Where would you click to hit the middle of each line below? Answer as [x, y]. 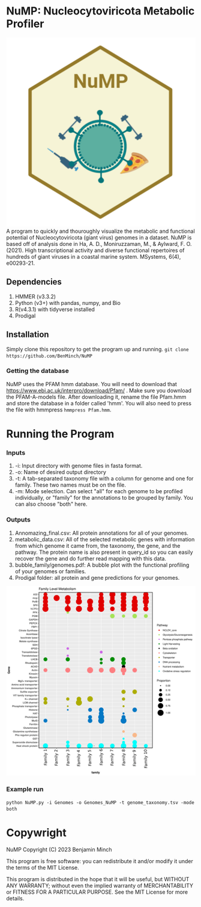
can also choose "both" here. [51, 504]
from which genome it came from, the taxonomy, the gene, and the [97, 546]
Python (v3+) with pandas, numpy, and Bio [68, 303]
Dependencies [34, 282]
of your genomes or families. [50, 571]
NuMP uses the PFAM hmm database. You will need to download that [91, 384]
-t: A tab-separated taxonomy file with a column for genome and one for [104, 479]
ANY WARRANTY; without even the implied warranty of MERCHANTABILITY [100, 885]
